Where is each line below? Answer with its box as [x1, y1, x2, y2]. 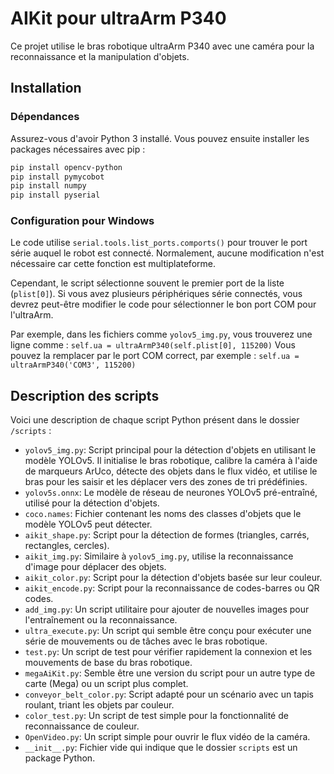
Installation [10, 80, 82, 97]
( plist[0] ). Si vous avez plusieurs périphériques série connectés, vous [10, 288, 303, 300]
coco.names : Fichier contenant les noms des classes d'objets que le [24, 508, 302, 520]
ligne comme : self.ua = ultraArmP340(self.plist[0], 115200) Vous [10, 339, 296, 351]
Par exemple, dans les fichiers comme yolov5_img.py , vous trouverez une [10, 328, 313, 341]
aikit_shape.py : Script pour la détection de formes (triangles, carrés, [24, 529, 310, 541]
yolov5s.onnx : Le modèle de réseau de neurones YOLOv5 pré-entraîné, [24, 487, 318, 499]
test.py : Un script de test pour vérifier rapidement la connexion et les [24, 646, 313, 658]
